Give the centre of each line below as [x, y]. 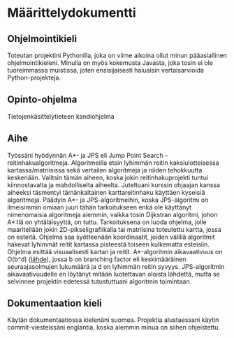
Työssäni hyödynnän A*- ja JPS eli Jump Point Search [86, 155]
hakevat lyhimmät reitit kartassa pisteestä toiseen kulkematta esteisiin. [108, 244]
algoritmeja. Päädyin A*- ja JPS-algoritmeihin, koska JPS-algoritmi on [108, 200]
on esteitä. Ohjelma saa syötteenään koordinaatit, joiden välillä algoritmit [111, 237]
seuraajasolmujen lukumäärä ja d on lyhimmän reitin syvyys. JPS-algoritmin [116, 266]
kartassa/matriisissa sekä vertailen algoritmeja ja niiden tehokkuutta [105, 170]
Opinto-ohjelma [42, 100]
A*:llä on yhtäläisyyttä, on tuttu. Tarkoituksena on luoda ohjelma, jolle [107, 222]
